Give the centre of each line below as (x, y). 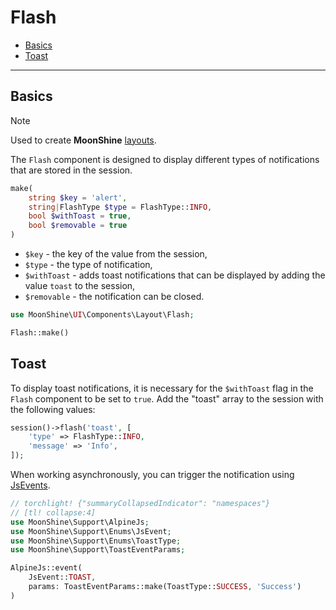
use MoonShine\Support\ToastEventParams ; (98, 550)
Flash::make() (40, 332)
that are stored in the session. (71, 170)
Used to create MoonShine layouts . (83, 140)
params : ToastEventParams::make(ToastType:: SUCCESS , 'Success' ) (165, 587)
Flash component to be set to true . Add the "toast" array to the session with (167, 398)
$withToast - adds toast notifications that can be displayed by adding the (175, 275)
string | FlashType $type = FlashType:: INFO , (120, 207)
